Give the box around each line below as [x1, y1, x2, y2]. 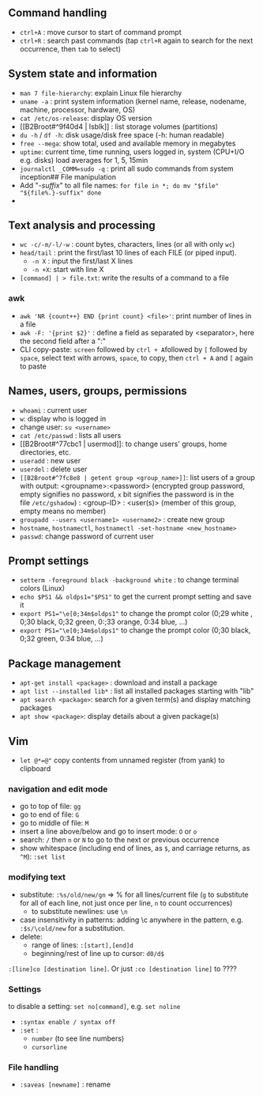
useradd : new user [19, 455, 81, 465]
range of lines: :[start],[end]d [31, 940, 134, 950]
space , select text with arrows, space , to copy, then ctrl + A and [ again [19, 353, 254, 362]
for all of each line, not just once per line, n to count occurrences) [19, 898, 233, 908]
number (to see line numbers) [31, 1034, 125, 1043]
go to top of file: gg [19, 802, 81, 811]
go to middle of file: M [19, 818, 89, 828]
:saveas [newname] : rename [19, 1079, 111, 1090]
